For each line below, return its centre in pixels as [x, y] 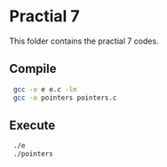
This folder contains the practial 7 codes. [84, 41]
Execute [32, 125]
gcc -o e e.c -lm [45, 89]
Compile [33, 69]
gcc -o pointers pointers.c [65, 98]
